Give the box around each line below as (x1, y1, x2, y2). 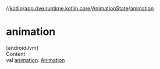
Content (6, 50, 26, 57)
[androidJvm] (6, 44, 39, 51)
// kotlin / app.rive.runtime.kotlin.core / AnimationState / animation (6, 5, 154, 12)
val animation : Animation (6, 56, 65, 63)
